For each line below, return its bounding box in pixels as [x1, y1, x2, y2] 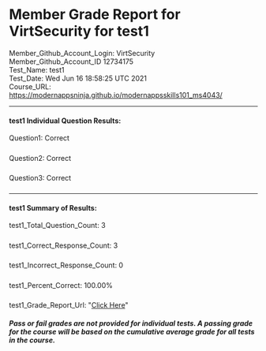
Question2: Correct [9, 153, 72, 162]
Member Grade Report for [9, 6, 181, 24]
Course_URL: [9, 81, 51, 91]
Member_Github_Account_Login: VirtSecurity [9, 48, 155, 58]
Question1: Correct [9, 133, 70, 143]
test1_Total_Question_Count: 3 [9, 221, 106, 230]
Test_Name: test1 [9, 65, 66, 74]
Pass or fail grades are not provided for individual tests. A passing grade [9, 318, 253, 328]
